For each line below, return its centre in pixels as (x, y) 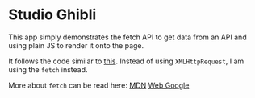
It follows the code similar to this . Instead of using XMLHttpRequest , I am (126, 61)
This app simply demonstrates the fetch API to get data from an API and (128, 37)
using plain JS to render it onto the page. (76, 45)
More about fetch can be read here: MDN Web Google (99, 85)
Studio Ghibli (52, 15)
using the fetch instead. (48, 69)
